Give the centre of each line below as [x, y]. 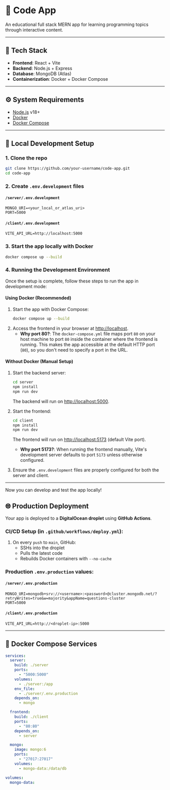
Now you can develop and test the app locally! [54, 490]
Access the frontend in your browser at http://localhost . [70, 328]
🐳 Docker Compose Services [51, 644]
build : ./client [32, 717]
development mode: [26, 286]
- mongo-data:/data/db [42, 768]
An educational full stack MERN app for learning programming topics [77, 24]
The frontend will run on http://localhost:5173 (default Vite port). [79, 439]
